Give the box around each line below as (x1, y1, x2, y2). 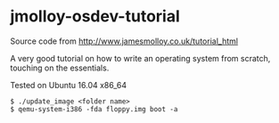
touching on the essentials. (10, 62, 110, 73)
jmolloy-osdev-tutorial (10, 6, 181, 27)
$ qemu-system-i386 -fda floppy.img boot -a (10, 104, 178, 113)
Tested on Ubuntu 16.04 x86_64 (10, 79, 127, 90)
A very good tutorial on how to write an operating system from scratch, (10, 53, 271, 63)
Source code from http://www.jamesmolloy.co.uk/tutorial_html (10, 36, 239, 46)
